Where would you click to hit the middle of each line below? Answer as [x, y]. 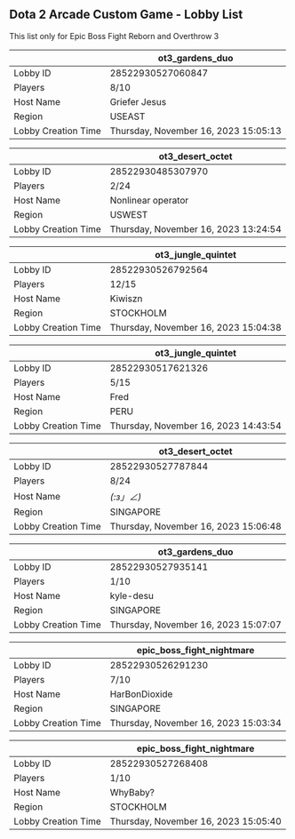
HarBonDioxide [141, 694]
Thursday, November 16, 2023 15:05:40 [195, 821]
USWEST [129, 214]
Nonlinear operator [149, 200]
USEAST [128, 116]
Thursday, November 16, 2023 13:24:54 [195, 228]
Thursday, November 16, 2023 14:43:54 [195, 426]
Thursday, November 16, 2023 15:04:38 [195, 327]
